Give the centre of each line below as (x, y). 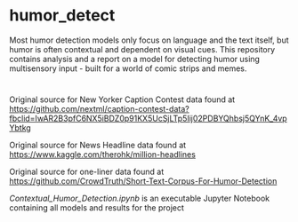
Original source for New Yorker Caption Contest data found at (122, 99)
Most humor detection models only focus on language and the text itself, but (149, 40)
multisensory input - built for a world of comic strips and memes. (128, 68)
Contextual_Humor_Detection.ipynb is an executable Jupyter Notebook (139, 198)
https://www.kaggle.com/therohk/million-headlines (102, 155)
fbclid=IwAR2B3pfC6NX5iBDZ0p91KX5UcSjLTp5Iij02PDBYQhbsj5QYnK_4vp (148, 119)
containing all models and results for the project (97, 208)
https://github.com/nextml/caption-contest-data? (99, 109)
